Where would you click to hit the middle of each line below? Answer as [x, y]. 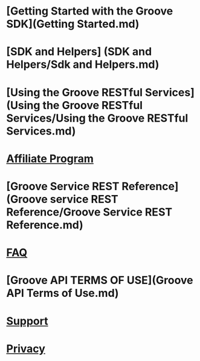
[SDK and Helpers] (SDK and [79, 52]
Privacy [26, 349]
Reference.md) [45, 225]
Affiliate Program [50, 158]
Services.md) [41, 131]
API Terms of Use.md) [63, 293]
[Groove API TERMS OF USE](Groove [100, 280]
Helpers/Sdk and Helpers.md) [83, 65]
